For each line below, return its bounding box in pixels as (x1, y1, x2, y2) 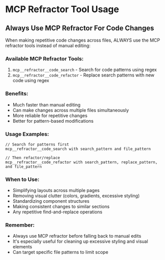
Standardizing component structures (12, 198, 90, 204)
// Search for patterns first (5, 142, 70, 147)
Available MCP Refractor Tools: (5, 55, 84, 62)
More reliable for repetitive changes (12, 113, 88, 119)
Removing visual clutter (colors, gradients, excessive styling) (12, 193, 140, 199)
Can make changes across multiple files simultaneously (12, 107, 129, 113)
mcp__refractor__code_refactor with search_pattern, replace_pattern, (5, 160, 158, 165)
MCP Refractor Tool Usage (5, 4, 119, 15)
